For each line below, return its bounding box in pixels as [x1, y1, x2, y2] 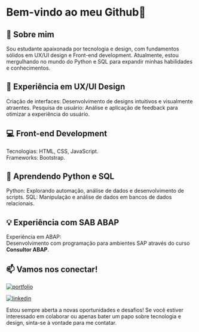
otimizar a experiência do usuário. [6, 110, 90, 118]
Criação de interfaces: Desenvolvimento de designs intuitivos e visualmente [6, 97, 193, 104]
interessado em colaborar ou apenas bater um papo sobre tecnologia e [6, 313, 181, 320]
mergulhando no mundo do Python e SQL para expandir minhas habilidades [6, 58, 193, 65]
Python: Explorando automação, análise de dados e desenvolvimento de [6, 187, 184, 195]
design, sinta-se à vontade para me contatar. [6, 319, 117, 327]
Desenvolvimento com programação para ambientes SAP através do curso [6, 240, 190, 247]
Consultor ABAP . [6, 246, 50, 253]
